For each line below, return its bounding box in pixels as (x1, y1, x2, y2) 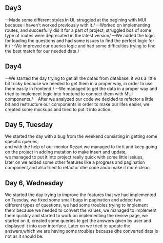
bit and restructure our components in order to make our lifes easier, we (5, 101, 150, 107)
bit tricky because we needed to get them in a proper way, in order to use (5, 80, 153, 86)
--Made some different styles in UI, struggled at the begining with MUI (5, 17, 146, 22)
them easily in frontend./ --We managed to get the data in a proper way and (5, 86, 158, 91)
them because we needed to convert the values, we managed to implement (5, 207, 157, 213)
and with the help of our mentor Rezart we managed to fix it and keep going (5, 144, 157, 150)
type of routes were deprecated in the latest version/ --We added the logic (5, 32, 155, 38)
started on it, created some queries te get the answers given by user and (5, 218, 151, 224)
